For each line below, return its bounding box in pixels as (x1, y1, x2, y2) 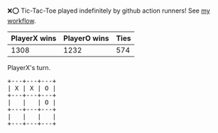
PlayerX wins (11, 33, 57, 43)
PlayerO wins (63, 33, 109, 43)
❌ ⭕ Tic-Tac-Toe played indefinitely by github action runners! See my (7, 6, 211, 15)
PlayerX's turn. (7, 64, 51, 71)
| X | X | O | (7, 84, 57, 92)
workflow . (7, 17, 36, 25)
